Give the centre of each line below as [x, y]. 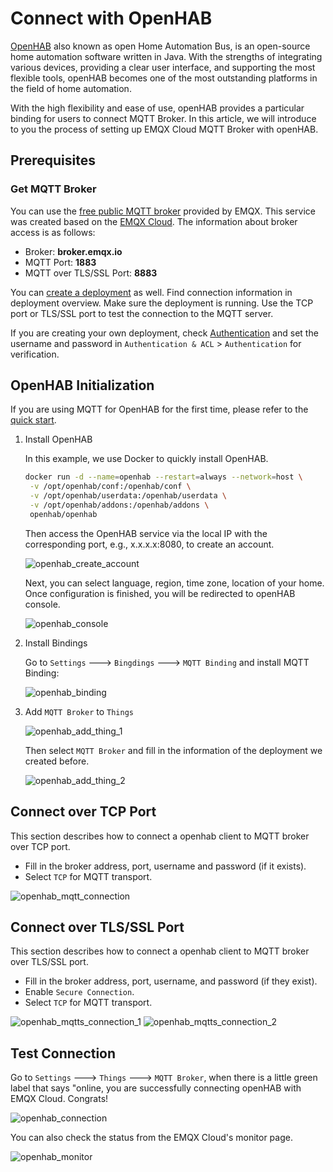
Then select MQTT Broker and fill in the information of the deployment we [173, 750]
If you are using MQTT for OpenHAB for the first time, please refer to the [159, 409]
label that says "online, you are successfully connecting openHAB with [156, 1088]
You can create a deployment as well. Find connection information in [151, 292]
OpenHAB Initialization [82, 385]
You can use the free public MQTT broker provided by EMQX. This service [163, 211]
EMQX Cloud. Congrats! [59, 1099]
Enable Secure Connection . [79, 992]
